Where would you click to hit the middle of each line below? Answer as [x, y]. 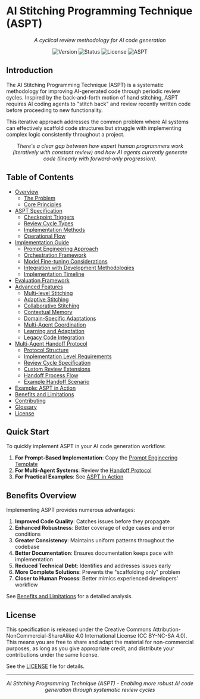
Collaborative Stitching [51, 306]
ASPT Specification [38, 210]
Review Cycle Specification [57, 362]
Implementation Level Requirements [68, 356]
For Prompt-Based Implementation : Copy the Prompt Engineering [96, 458]
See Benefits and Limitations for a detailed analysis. [69, 597]
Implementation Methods [54, 229]
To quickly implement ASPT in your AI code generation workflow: [86, 446]
